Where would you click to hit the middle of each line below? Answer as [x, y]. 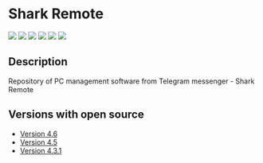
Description [38, 62]
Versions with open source [77, 115]
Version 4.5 [39, 142]
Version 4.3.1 [41, 150]
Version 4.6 [39, 134]
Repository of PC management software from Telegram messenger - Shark [131, 81]
